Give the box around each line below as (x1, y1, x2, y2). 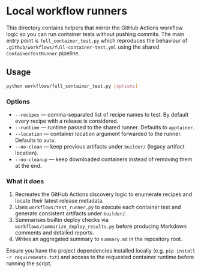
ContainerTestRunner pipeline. (6, 49, 80, 57)
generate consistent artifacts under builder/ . (14, 210, 127, 217)
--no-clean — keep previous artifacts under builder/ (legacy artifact (14, 143, 185, 150)
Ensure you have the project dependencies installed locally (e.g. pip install (6, 247, 196, 254)
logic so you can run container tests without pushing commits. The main (6, 30, 185, 37)
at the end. (14, 162, 42, 169)
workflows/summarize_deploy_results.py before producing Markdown (14, 222, 187, 230)
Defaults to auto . (14, 136, 56, 144)
